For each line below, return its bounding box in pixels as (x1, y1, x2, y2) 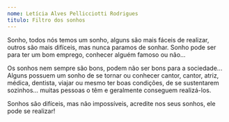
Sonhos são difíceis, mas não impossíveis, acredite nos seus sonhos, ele (7, 99, 216, 107)
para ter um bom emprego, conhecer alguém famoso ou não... (7, 50, 186, 59)
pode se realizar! (7, 107, 56, 115)
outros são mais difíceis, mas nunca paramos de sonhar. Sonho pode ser (7, 43, 216, 51)
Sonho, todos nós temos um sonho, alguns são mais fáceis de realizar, (7, 35, 210, 44)
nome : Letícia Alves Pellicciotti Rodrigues (7, 10, 139, 17)
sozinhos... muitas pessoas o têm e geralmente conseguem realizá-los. (7, 86, 212, 94)
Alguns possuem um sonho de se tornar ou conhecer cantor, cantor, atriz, (7, 71, 219, 80)
